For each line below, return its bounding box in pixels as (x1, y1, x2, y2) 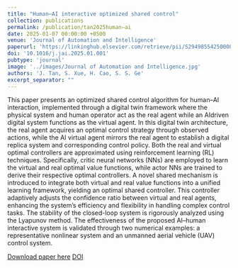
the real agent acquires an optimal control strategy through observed (7, 125, 209, 135)
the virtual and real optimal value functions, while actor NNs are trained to (7, 164, 223, 172)
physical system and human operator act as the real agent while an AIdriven (7, 111, 229, 119)
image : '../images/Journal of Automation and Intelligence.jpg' (7, 63, 201, 70)
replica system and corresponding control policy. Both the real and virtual (7, 141, 222, 150)
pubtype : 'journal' (7, 57, 65, 64)
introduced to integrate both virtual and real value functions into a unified (7, 179, 221, 187)
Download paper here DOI (7, 252, 84, 261)
